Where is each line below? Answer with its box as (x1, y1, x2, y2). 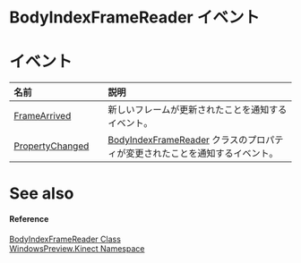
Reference (9, 213, 49, 224)
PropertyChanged (13, 140, 90, 152)
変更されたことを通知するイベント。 (125, 148, 279, 160)
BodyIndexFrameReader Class (9, 233, 121, 244)
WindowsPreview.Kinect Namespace (9, 242, 145, 254)
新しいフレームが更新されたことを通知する (107, 104, 288, 116)
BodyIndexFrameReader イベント (9, 7, 260, 28)
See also (9, 183, 74, 204)
